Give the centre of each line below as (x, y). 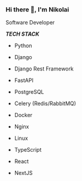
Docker (23, 115)
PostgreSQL (29, 92)
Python (23, 46)
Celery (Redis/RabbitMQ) (45, 103)
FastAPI (24, 81)
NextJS (23, 173)
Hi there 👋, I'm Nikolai (37, 10)
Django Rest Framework (44, 69)
